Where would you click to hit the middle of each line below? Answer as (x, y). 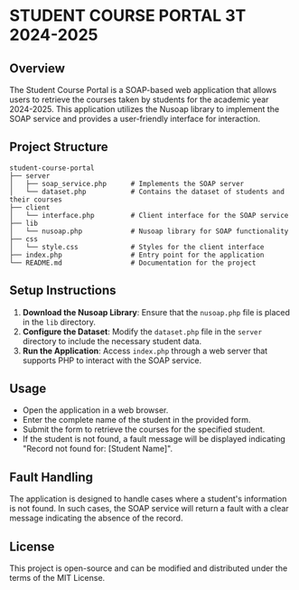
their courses (36, 200)
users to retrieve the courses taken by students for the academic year (139, 99)
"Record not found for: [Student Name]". (98, 449)
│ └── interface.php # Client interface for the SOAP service (149, 215)
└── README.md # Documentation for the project (133, 263)
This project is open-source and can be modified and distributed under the (149, 568)
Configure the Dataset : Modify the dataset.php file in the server (142, 332)
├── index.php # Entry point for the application (137, 255)
